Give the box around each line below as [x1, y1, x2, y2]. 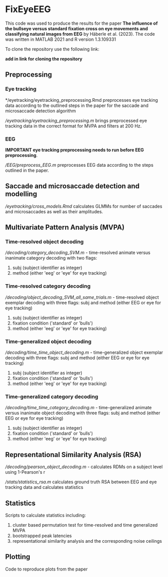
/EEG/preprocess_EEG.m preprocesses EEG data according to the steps [5, 162, 154, 168]
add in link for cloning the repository [5, 55, 83, 61]
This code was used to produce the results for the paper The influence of [5, 20, 158, 26]
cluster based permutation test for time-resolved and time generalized [12, 522, 158, 528]
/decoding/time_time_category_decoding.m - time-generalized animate [5, 405, 152, 411]
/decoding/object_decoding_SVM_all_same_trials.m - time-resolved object [5, 294, 159, 300]
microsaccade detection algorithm [5, 107, 76, 114]
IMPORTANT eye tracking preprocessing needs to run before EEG [5, 147, 144, 153]
